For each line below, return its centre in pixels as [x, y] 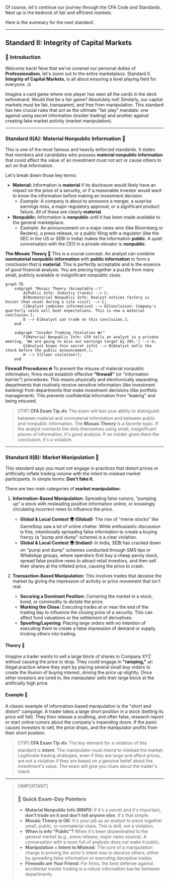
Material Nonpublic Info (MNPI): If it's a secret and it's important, [93, 810]
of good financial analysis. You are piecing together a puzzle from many [80, 269]
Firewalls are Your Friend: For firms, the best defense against [89, 863]
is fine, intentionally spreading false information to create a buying [89, 532]
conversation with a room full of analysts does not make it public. [92, 842]
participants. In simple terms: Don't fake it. [50, 479]
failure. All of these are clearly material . [61, 211]
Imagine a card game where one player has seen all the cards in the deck [81, 94]
